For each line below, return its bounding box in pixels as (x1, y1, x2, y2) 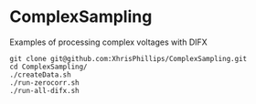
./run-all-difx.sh (9, 86, 80, 95)
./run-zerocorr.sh (9, 78, 80, 88)
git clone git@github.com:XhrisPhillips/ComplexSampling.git (9, 54, 248, 63)
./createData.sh (9, 70, 71, 79)
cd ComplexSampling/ (9, 62, 89, 71)
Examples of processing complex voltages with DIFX (9, 36, 208, 47)
